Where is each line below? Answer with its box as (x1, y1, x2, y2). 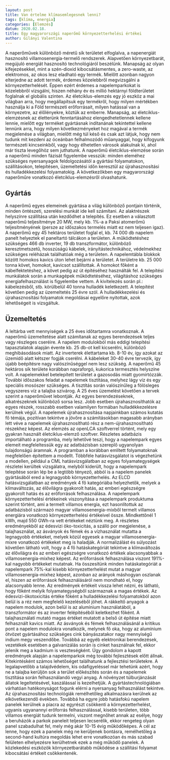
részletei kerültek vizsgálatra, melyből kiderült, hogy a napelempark (5, 463, 147, 469)
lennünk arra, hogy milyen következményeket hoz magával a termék (5, 125, 148, 131)
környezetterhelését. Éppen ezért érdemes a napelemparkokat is (5, 82, 141, 88)
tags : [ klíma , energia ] (5, 17, 56, 22)
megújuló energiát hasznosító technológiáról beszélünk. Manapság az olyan (5, 61, 164, 67)
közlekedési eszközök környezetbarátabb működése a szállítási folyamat (5, 744, 157, 751)
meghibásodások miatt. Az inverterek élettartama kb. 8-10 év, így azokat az (5, 350, 163, 356)
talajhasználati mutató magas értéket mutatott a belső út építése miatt (5, 614, 151, 621)
